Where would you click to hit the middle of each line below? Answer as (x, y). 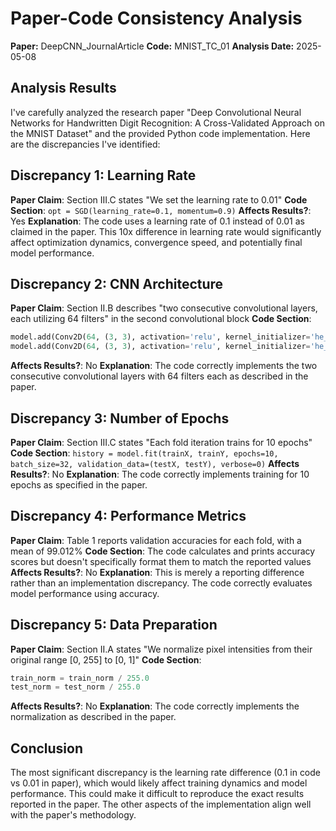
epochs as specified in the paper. (79, 484)
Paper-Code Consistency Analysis (156, 18)
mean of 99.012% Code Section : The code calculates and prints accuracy (163, 551)
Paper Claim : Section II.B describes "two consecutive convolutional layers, (164, 308)
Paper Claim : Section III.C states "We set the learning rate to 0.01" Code (159, 199)
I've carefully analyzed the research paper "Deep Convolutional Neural (156, 112)
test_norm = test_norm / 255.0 (75, 687)
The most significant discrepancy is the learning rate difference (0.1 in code (166, 773)
